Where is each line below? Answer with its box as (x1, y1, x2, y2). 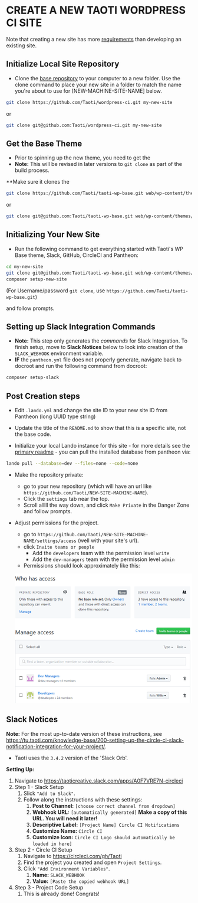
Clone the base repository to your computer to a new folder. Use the (14, 74, 181, 82)
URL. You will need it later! (32, 814, 98, 821)
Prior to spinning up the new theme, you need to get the (14, 154, 151, 161)
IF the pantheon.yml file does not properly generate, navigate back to (14, 356, 181, 363)
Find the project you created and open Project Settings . (23, 859, 162, 866)
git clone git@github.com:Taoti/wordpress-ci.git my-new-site (6, 122, 162, 128)
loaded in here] (32, 841, 72, 847)
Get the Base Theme (6, 138, 82, 148)
